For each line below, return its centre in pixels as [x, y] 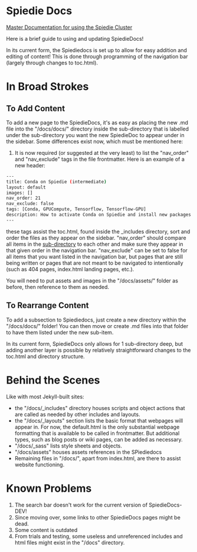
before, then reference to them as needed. [58, 287]
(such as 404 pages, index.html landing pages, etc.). [70, 269]
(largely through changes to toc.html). [52, 63]
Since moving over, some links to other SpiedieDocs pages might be [98, 517]
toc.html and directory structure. [45, 356]
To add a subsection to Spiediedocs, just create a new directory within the [96, 320]
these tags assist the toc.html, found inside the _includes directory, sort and [98, 231]
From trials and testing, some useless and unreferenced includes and [98, 536]
